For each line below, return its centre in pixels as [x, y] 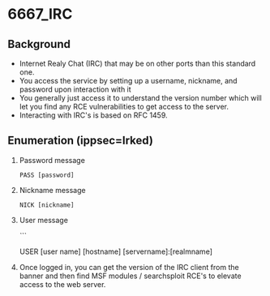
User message [43, 220]
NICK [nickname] [47, 205]
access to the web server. [62, 284]
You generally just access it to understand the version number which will [141, 98]
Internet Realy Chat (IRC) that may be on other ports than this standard [137, 63]
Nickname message [52, 190]
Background [39, 44]
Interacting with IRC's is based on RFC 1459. [93, 115]
